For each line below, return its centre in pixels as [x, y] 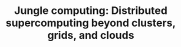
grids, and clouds [91, 35]
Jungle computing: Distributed [91, 11]
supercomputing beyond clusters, [91, 23]
